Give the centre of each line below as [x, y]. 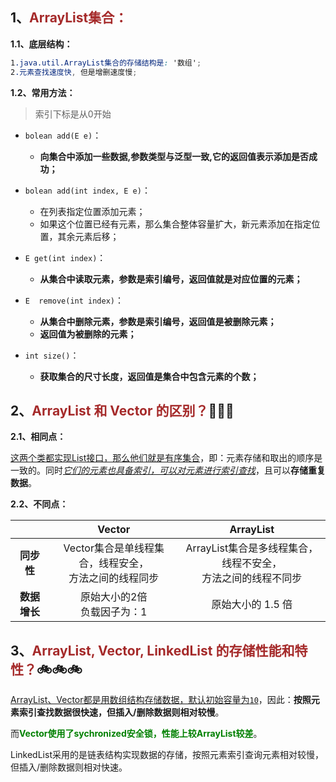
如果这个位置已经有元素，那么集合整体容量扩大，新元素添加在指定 [175, 224]
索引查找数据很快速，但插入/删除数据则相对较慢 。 [121, 712]
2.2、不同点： [39, 504]
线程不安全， [252, 563]
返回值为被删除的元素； [88, 334]
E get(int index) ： [65, 257]
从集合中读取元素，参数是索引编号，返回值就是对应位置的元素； [171, 279]
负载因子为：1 [114, 612]
